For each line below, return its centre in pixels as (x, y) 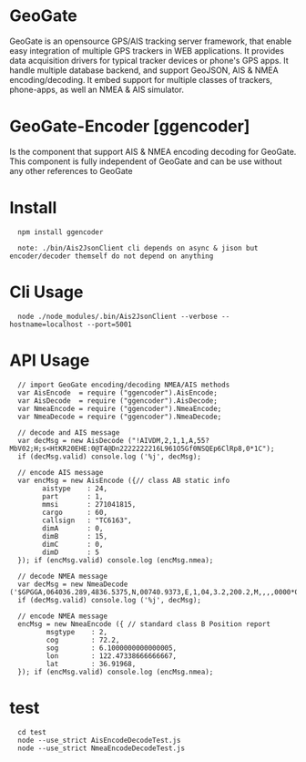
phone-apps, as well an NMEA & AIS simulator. (97, 89)
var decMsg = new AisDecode (71, 440)
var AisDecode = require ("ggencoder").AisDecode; (118, 401)
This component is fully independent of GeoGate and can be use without (146, 161)
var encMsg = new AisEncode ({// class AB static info (124, 480)
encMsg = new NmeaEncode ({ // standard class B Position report (144, 624)
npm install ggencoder (61, 232)
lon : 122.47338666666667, (112, 656)
